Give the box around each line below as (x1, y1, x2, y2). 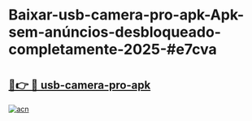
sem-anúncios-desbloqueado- (8, 23, 222, 41)
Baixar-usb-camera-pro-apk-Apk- (8, 6, 245, 24)
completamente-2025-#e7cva (8, 41, 217, 58)
